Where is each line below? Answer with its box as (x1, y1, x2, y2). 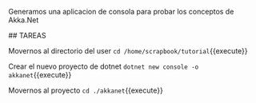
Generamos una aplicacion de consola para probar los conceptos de (8, 7, 234, 16)
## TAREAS (8, 31, 46, 40)
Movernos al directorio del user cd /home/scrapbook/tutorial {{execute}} (8, 46, 248, 55)
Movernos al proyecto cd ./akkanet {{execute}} (8, 85, 164, 95)
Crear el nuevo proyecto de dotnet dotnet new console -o (8, 61, 199, 71)
